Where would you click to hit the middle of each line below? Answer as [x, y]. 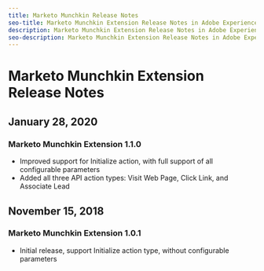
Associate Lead [45, 186]
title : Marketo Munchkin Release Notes [73, 15]
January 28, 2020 [53, 121]
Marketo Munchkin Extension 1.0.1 [75, 233]
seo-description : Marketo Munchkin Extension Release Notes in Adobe [125, 37]
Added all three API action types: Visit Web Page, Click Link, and [124, 178]
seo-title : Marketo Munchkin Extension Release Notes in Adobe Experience [133, 23]
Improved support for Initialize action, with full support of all [116, 161]
